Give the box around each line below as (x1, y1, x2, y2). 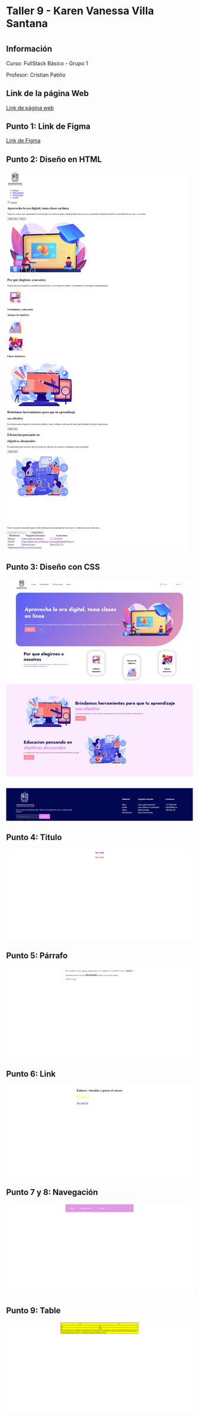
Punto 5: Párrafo (6, 951, 68, 961)
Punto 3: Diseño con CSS (6, 562, 101, 572)
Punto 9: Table (6, 1305, 61, 1316)
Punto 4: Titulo (6, 833, 62, 843)
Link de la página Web (6, 88, 89, 99)
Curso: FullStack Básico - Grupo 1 (6, 59, 88, 66)
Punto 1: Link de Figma (6, 122, 91, 131)
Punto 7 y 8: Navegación (6, 1187, 98, 1197)
